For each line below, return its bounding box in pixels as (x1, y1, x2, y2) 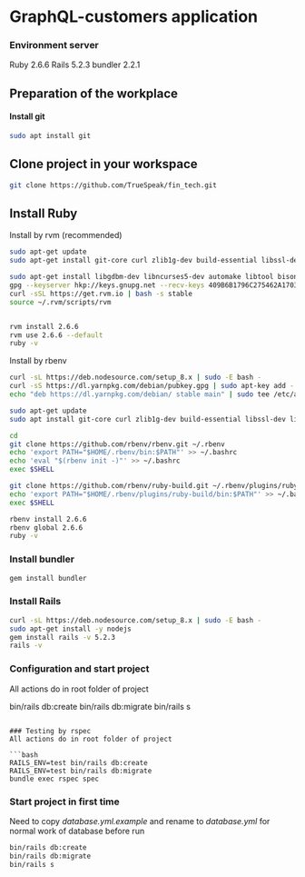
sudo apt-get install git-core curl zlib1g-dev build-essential (9, 256, 258, 265)
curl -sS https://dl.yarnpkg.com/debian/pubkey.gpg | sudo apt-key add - (9, 382, 295, 391)
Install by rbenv (9, 355, 67, 366)
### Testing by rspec (9, 726, 92, 735)
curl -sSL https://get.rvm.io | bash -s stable (9, 289, 193, 298)
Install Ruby (9, 206, 78, 222)
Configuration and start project (9, 663, 150, 675)
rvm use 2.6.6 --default (9, 330, 103, 340)
